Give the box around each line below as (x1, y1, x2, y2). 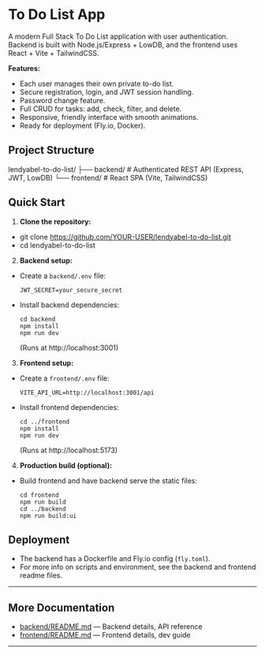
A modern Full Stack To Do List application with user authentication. (8, 32, 229, 41)
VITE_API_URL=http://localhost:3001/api (19, 389, 155, 396)
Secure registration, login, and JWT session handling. (19, 87, 194, 96)
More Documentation (8, 601, 115, 614)
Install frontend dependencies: (19, 402, 120, 411)
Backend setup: (19, 255, 73, 265)
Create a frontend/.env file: (19, 373, 110, 383)
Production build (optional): (19, 460, 113, 470)
